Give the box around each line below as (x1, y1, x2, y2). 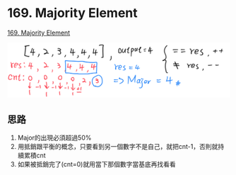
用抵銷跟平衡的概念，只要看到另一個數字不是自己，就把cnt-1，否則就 (17, 142, 218, 151)
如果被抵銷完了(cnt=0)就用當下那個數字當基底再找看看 (17, 160, 176, 169)
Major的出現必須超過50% (17, 133, 92, 142)
